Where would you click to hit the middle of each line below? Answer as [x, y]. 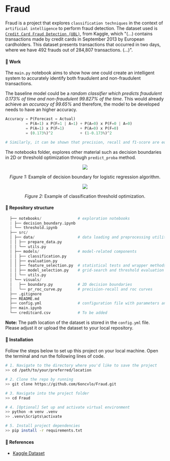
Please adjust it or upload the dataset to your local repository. [69, 328]
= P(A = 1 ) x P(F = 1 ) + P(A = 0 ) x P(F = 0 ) [72, 128]
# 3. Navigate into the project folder [47, 393]
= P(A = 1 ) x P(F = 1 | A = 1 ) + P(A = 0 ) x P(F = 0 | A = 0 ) [79, 124]
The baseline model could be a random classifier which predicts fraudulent [83, 93]
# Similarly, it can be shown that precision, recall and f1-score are [82, 142]
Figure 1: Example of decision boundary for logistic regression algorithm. [85, 177]
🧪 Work [13, 61]
